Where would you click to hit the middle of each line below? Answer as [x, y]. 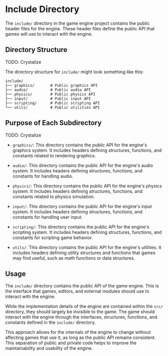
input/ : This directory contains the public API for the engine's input [82, 206]
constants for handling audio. [43, 176]
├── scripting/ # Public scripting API [53, 103]
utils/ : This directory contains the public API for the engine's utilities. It [87, 247]
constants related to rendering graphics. [54, 155]
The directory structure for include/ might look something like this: [74, 72]
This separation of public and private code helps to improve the [71, 343]
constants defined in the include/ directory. [51, 322]
